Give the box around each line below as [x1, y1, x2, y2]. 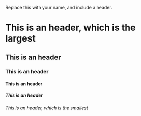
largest [5, 33, 36, 45]
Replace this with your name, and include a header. [5, 5, 113, 10]
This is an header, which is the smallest [5, 105, 88, 111]
